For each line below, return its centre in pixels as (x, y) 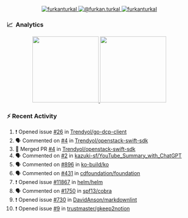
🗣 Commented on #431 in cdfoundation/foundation (78, 173)
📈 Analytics (25, 25)
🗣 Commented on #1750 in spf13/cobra (63, 190)
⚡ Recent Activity (32, 116)
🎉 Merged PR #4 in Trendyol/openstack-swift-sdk (75, 149)
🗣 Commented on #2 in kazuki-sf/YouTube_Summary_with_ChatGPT (98, 155)
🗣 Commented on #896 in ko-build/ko (62, 164)
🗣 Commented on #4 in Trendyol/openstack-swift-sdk (82, 140)
